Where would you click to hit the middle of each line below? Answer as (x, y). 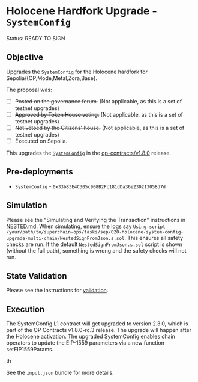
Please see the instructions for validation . (57, 291)
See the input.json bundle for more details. (60, 373)
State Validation (37, 276)
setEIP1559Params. (30, 350)
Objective (25, 57)
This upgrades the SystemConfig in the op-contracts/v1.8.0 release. (89, 153)
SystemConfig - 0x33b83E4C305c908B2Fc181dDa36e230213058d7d (90, 186)
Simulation (27, 205)
